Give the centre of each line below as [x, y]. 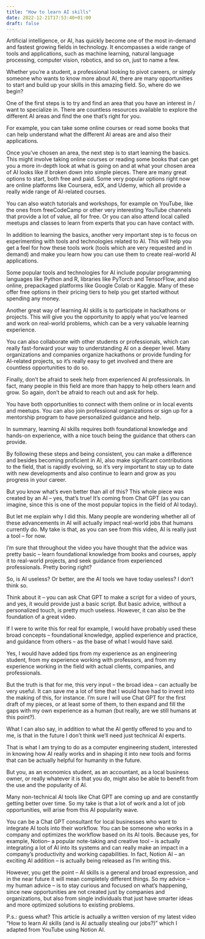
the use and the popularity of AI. [47, 785]
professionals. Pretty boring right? [49, 567]
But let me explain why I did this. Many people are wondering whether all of [101, 517]
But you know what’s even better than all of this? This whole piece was [95, 491]
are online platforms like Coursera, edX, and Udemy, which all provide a [96, 185]
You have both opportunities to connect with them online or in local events [100, 404]
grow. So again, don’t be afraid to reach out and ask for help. [83, 393]
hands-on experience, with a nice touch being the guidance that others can [101, 436]
